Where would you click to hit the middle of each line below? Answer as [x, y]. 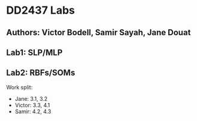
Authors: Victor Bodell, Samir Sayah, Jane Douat [99, 32]
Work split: [19, 87]
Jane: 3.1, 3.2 [31, 98]
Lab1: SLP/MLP [34, 52]
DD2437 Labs [40, 10]
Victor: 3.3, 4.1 [32, 105]
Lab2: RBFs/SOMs [41, 73]
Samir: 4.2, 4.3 [33, 111]
